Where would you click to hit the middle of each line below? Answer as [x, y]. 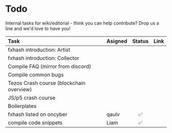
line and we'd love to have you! [38, 28]
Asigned [117, 41]
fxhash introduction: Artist [39, 50]
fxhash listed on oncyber [38, 114]
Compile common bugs [36, 75]
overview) [20, 89]
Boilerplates [22, 106]
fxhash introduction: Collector [44, 58]
